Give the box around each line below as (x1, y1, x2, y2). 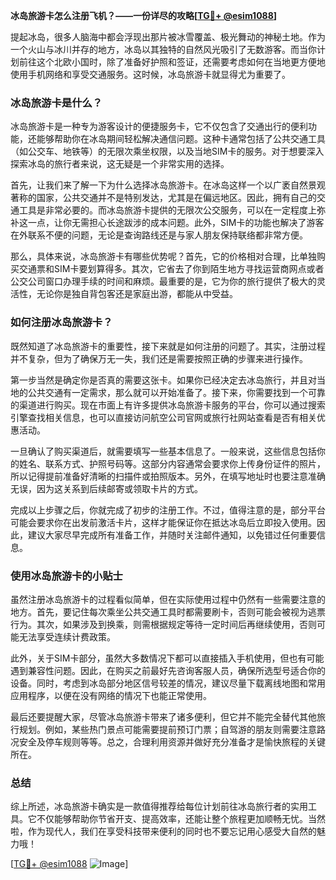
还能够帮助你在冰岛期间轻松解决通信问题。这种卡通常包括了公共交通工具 (27, 133, 326, 145)
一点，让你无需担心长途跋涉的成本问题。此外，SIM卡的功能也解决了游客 (27, 217, 325, 229)
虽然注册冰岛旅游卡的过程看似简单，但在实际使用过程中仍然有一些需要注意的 (10, 593, 326, 605)
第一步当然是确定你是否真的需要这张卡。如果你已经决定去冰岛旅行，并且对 (10, 374, 317, 386)
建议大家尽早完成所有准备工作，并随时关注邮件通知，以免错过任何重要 (27, 529, 317, 541)
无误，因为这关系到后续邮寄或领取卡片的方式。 (10, 482, 203, 494)
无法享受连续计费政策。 (18, 630, 116, 643)
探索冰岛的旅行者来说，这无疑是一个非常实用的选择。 (10, 158, 230, 170)
